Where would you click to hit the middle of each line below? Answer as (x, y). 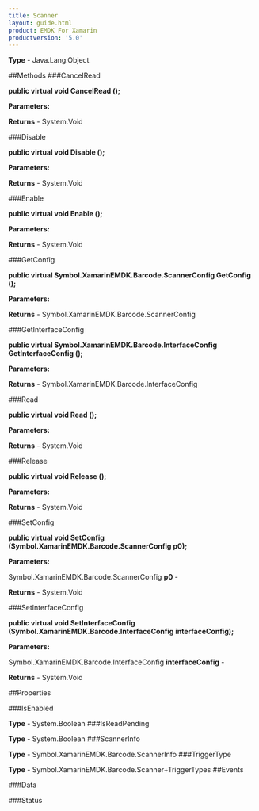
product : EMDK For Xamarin (53, 30)
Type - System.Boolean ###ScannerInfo (74, 739)
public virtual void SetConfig (57, 538)
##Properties (30, 693)
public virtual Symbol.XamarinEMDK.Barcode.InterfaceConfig (113, 345)
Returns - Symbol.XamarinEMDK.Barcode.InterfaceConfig (103, 384)
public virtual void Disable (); (57, 152)
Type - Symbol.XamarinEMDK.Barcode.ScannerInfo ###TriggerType (120, 755)
